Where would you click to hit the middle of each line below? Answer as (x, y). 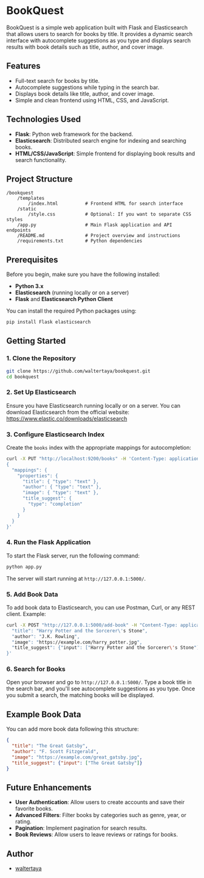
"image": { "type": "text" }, (60, 493)
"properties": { (38, 476)
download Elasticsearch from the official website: (68, 412)
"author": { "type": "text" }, (62, 487)
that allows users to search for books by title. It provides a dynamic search (100, 34)
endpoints (19, 230)
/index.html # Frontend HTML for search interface (106, 204)
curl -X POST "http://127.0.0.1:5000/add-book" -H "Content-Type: (92, 625)
